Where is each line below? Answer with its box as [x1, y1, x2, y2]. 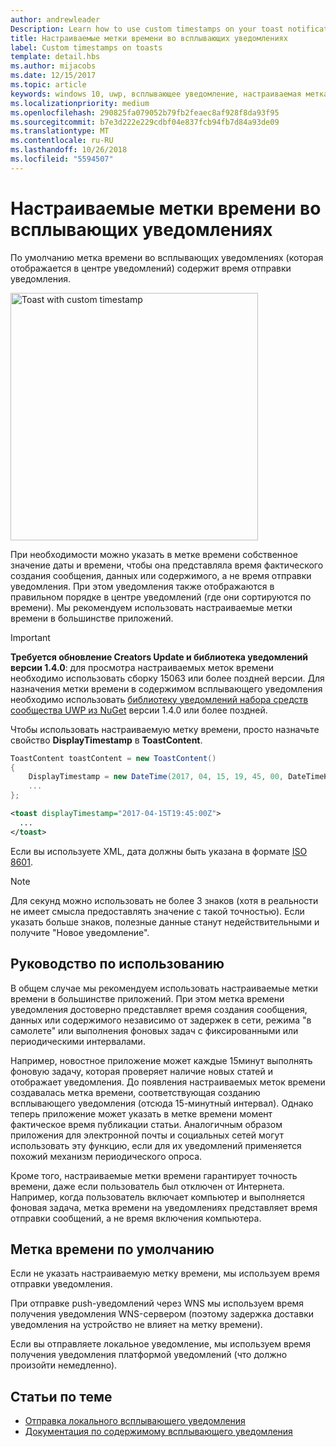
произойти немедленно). [10, 1359, 118, 1371]
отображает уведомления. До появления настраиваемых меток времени [10, 1076, 326, 1088]
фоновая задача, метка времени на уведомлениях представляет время [10, 1201, 318, 1213]
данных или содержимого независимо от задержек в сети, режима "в [10, 1014, 312, 1026]
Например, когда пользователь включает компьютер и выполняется [10, 1191, 305, 1203]
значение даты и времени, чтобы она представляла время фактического [10, 559, 324, 571]
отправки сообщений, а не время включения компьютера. [10, 1212, 262, 1224]
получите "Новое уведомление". [10, 926, 150, 938]
